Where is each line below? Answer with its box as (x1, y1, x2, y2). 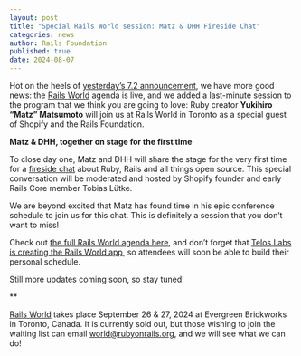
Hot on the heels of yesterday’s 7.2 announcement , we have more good (9, 81, 275, 91)
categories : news (9, 30, 75, 39)
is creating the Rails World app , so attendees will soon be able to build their (9, 246, 289, 257)
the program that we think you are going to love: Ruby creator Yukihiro (9, 100, 273, 110)
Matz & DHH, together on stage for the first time (9, 137, 193, 147)
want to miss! (9, 219, 60, 230)
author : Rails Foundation (9, 38, 107, 48)
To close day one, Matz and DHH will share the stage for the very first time (9, 154, 287, 164)
